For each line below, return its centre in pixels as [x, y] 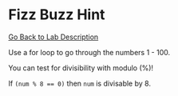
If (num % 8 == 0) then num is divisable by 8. [80, 83]
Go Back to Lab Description [53, 37]
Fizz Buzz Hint [57, 15]
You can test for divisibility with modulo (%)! [81, 68]
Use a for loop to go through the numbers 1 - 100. [89, 52]
